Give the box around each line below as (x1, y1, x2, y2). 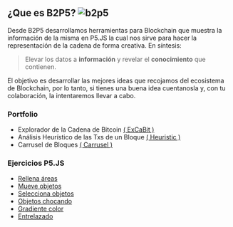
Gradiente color (17, 204, 64, 213)
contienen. (24, 62, 57, 71)
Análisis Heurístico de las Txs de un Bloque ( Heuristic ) (17, 133, 181, 142)
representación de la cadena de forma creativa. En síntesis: (7, 41, 182, 50)
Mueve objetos (17, 182, 62, 191)
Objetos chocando (17, 197, 73, 206)
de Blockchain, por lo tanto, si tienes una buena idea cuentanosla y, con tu (7, 83, 226, 93)
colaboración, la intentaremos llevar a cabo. (7, 91, 136, 100)
